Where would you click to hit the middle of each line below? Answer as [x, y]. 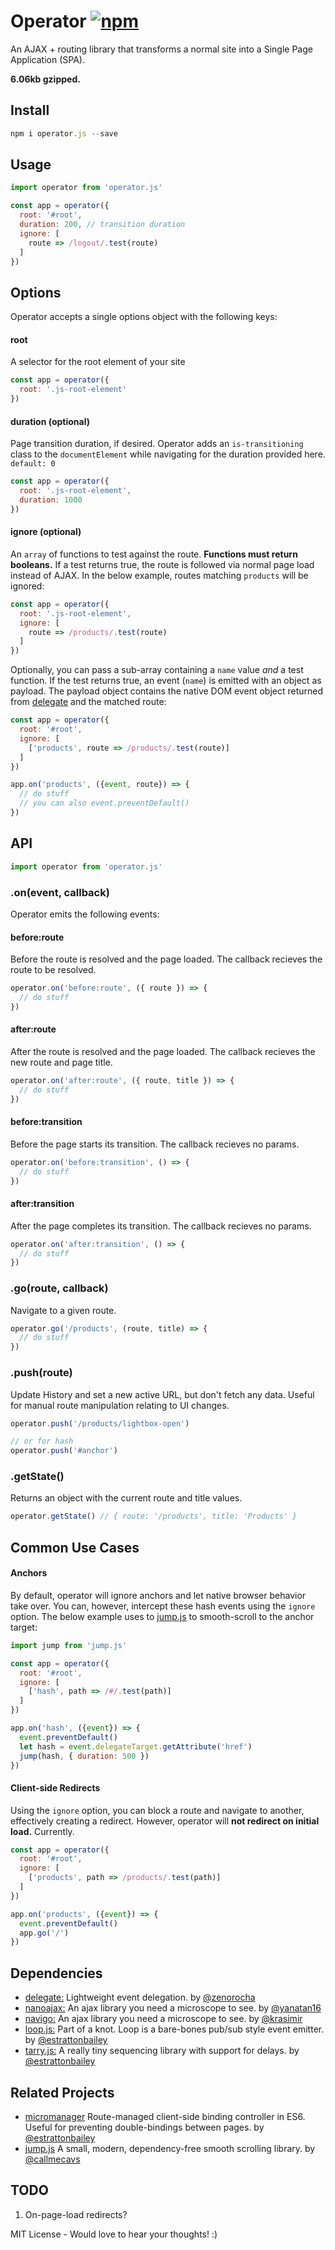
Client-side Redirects [55, 1787]
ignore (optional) [46, 532]
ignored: [27, 586]
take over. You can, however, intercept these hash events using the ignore [163, 1606]
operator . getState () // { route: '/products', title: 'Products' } [154, 1516]
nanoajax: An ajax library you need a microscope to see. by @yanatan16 [173, 2008]
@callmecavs [52, 2159]
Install [30, 110]
